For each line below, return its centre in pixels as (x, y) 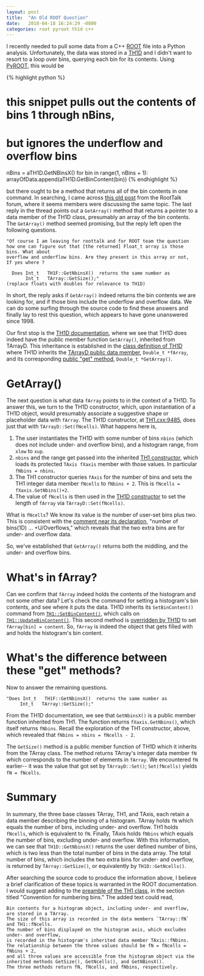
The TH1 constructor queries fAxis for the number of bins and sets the (104, 477)
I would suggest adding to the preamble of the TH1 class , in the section (95, 891)
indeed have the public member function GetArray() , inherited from (91, 340)
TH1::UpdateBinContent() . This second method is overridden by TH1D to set (101, 620)
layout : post (23, 12)
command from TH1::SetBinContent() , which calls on (73, 614)
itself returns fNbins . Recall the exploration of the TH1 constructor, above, (98, 728)
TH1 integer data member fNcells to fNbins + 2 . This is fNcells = (98, 484)
